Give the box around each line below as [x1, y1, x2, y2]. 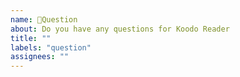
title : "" [10, 33, 52, 43]
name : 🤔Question [10, 14, 78, 25]
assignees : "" [10, 52, 70, 62]
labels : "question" [10, 42, 92, 53]
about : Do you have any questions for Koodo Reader [10, 24, 230, 34]
